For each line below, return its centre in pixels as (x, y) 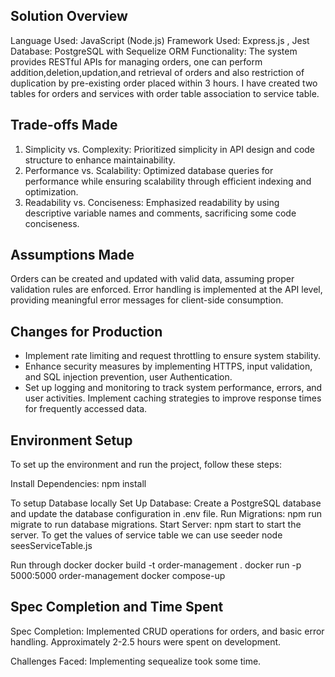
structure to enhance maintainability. (100, 160)
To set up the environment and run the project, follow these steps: (146, 465)
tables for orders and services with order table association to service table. (165, 93)
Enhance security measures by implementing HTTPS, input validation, (168, 366)
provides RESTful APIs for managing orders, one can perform (136, 61)
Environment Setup (71, 440)
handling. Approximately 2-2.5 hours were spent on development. (146, 641)
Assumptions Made (72, 255)
